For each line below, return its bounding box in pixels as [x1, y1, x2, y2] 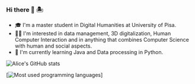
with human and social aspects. [14, 42, 92, 49]
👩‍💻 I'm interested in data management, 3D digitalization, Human [14, 30, 171, 37]
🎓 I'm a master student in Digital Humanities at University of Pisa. [14, 22, 177, 29]
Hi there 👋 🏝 [6, 5, 43, 14]
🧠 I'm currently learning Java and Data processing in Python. [14, 49, 164, 56]
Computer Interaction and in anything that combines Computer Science [14, 36, 190, 43]
